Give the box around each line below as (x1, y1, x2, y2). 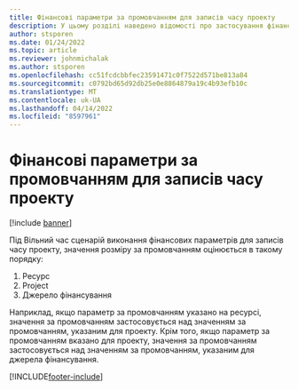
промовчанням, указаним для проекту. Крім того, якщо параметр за (9, 326, 271, 337)
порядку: (9, 254, 44, 265)
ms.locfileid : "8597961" (9, 112, 101, 121)
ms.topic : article (9, 46, 77, 55)
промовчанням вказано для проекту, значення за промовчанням (9, 335, 257, 346)
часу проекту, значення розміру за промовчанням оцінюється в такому (9, 244, 283, 255)
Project (21, 281, 49, 291)
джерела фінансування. (9, 354, 99, 365)
